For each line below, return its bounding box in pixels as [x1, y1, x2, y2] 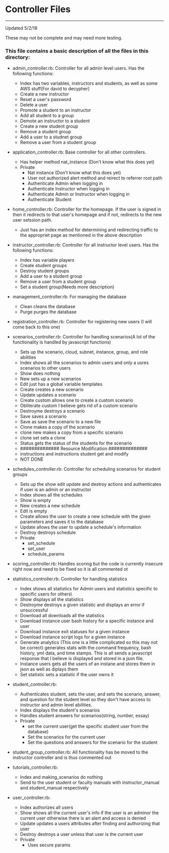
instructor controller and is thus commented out [12, 755, 112, 761]
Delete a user [20, 102, 48, 108]
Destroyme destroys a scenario [20, 408, 85, 414]
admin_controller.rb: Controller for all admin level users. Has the [12, 65, 145, 71]
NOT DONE [20, 456, 44, 463]
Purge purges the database [20, 309, 77, 315]
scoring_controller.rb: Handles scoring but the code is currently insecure [12, 561, 163, 567]
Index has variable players [20, 257, 74, 263]
